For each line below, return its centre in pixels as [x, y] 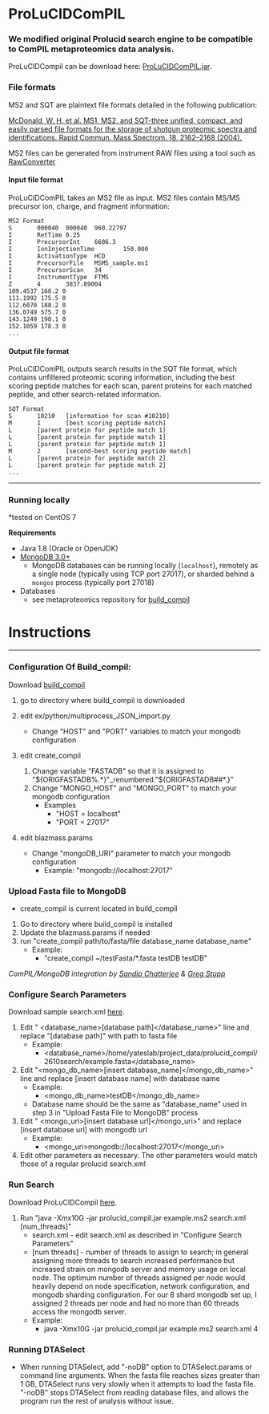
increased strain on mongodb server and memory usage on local [139, 1269]
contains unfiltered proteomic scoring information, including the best [121, 377]
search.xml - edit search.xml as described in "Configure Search [137, 1235]
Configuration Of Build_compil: [70, 667]
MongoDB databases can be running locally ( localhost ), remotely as [145, 566]
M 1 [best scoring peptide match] [87, 423]
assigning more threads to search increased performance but [133, 1260]
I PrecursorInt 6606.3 [62, 242]
